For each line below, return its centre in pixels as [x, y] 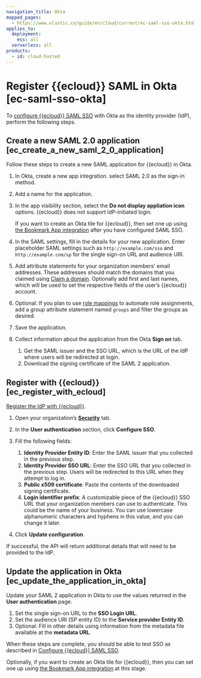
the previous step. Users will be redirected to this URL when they [104, 472]
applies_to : [21, 28]
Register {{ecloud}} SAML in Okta [92, 86]
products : [19, 51]
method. [25, 182]
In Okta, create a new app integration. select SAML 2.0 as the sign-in [100, 176]
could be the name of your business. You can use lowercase [98, 510]
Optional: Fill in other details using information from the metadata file [99, 626]
